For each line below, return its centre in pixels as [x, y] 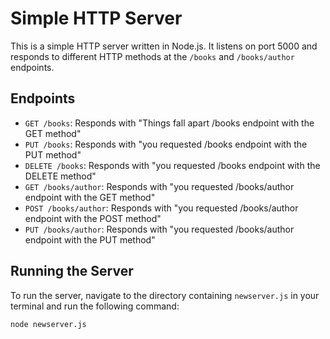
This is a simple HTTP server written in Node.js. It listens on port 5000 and [164, 46]
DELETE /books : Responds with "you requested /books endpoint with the [172, 165]
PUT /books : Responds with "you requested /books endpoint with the [166, 144]
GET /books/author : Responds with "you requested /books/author [159, 186]
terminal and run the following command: [95, 306]
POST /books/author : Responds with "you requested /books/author [161, 208]
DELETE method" [60, 176]
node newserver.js [48, 324]
